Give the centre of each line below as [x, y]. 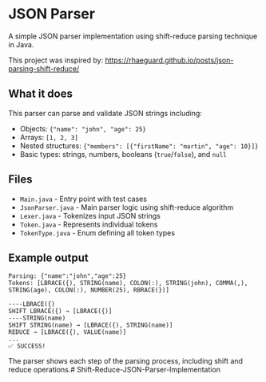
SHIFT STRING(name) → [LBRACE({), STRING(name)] [91, 325]
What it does [41, 94]
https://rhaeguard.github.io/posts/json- [169, 60]
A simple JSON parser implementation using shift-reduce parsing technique [133, 36]
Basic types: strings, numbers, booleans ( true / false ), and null [123, 154]
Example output [49, 257]
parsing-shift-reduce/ [44, 68]
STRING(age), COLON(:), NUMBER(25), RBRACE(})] [89, 290]
